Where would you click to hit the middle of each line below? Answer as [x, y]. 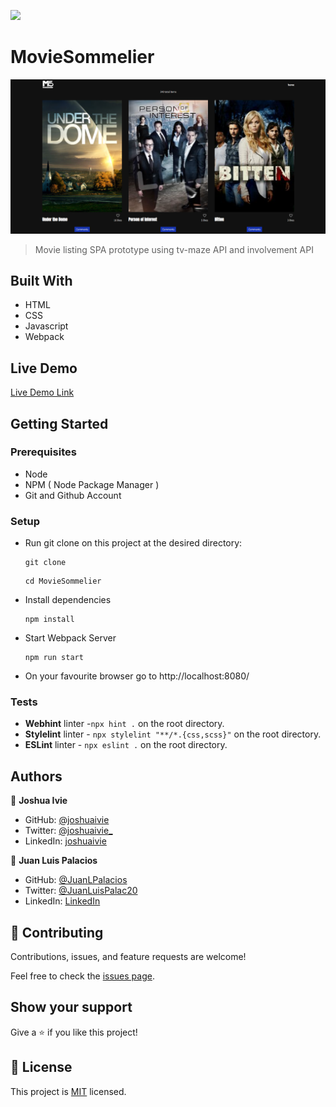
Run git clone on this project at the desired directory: [133, 543]
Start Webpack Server [70, 638]
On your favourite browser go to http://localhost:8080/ [137, 676]
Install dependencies [68, 600]
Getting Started [59, 423]
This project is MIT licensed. [68, 1091]
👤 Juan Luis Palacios [54, 861]
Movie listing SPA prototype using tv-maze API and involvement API [174, 249]
